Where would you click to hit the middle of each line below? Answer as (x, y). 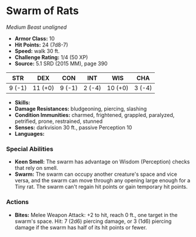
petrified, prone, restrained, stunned (59, 121)
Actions (18, 202)
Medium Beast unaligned (36, 27)
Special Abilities (30, 149)
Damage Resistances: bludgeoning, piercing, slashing (81, 109)
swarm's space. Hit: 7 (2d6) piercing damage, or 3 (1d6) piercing (93, 221)
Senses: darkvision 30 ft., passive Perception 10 (73, 127)
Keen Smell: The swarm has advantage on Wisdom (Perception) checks (102, 162)
